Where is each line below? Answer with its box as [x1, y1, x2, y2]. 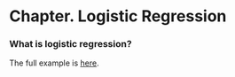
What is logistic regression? [9, 38, 132, 50]
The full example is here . [9, 58, 99, 68]
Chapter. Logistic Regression [9, 6, 227, 27]
